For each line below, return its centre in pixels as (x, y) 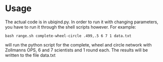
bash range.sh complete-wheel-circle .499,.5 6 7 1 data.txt (68, 36)
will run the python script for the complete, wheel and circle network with (78, 45)
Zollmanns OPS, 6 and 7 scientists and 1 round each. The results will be (77, 50)
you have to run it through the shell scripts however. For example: (71, 27)
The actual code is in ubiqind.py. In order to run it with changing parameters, (82, 22)
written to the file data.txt (30, 55)
